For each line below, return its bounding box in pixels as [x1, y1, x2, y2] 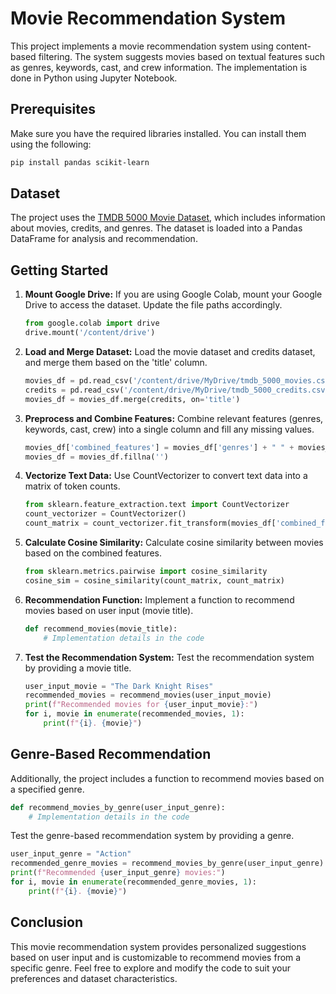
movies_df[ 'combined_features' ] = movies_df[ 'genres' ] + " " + [24, 442, 295, 452]
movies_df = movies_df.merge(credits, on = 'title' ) [24, 394, 241, 404]
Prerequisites [10, 101, 96, 118]
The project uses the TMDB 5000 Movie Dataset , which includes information [10, 212, 326, 224]
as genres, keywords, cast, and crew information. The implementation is [10, 61, 308, 73]
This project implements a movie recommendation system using [10, 40, 274, 52]
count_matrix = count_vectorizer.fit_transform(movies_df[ [24, 518, 277, 529]
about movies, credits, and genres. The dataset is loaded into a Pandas [10, 222, 303, 234]
